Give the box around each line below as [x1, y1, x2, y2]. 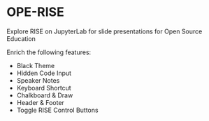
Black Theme [16, 61, 55, 70]
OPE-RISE [6, 4, 64, 20]
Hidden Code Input [16, 69, 71, 77]
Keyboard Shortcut [16, 83, 71, 92]
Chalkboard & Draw [16, 91, 73, 99]
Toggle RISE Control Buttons [16, 106, 99, 114]
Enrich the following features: [6, 48, 92, 56]
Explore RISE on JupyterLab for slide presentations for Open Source [6, 27, 203, 35]
